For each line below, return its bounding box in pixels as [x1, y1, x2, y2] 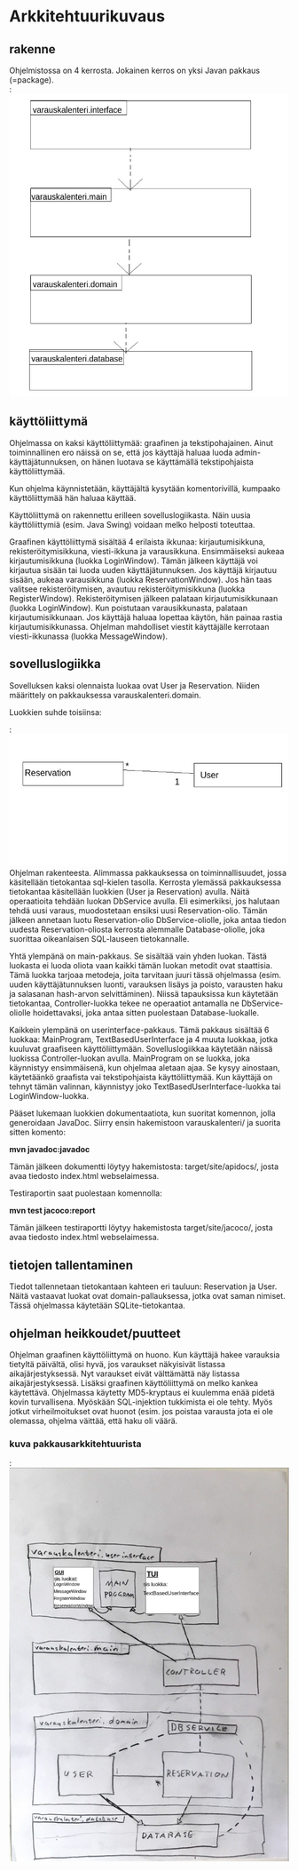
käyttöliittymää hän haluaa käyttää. [9, 492, 137, 503]
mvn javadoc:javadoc [9, 1144, 90, 1155]
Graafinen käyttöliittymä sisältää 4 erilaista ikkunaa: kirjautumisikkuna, [9, 536, 266, 547]
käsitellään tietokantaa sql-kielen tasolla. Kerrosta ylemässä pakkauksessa [9, 877, 282, 888]
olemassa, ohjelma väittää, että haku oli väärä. [9, 1415, 178, 1427]
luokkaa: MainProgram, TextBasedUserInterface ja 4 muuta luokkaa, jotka [9, 1034, 278, 1045]
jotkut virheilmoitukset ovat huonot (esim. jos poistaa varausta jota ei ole [9, 1406, 273, 1417]
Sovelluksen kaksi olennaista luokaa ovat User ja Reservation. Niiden [9, 680, 260, 690]
